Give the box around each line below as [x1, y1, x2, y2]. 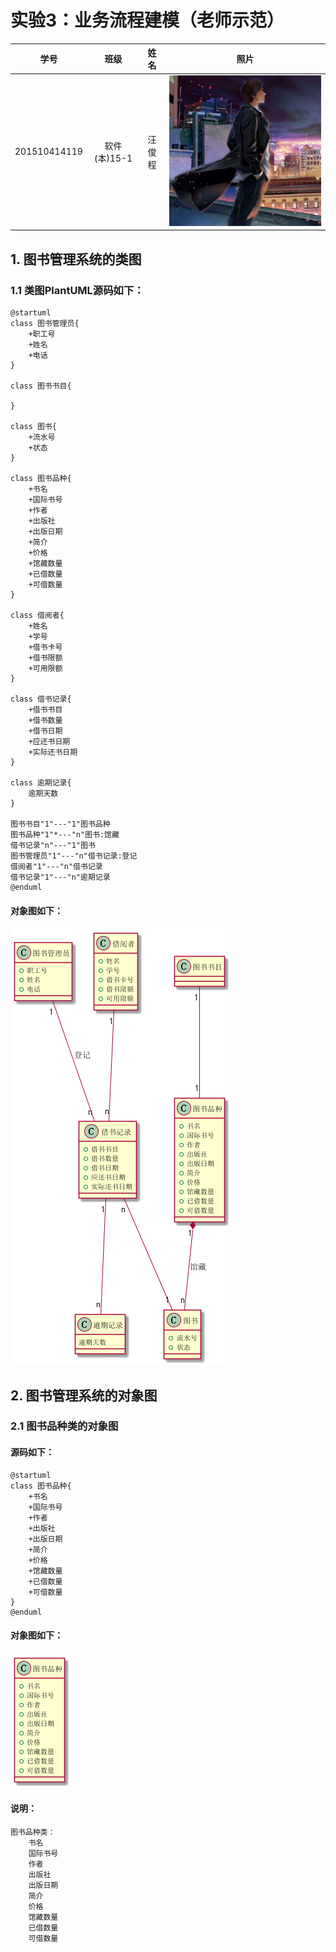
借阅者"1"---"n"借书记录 [10, 861, 103, 871]
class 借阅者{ [10, 610, 65, 620]
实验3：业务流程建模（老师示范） [10, 9, 285, 32]
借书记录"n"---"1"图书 [10, 840, 96, 850]
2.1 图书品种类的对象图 [10, 1419, 119, 1433]
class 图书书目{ [10, 381, 72, 391]
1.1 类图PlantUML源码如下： [10, 283, 145, 297]
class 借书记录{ [10, 694, 72, 704]
